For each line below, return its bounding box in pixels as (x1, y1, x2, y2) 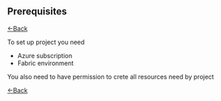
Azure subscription (17, 51, 73, 60)
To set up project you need (7, 38, 85, 46)
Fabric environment (17, 59, 74, 67)
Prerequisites (7, 6, 67, 18)
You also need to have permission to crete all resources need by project (7, 72, 215, 81)
